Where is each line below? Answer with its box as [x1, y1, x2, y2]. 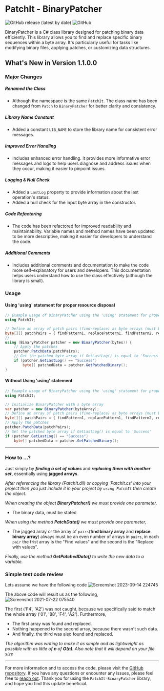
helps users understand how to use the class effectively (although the [12, 273, 153, 279]
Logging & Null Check [5, 177, 50, 183]
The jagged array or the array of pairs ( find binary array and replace [12, 528, 151, 534]
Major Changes [5, 73, 42, 80]
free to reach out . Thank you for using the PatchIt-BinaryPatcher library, [5, 675, 151, 681]
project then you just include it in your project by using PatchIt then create [5, 485, 156, 491]
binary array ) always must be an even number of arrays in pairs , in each [12, 534, 159, 540]
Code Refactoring [5, 211, 42, 216]
